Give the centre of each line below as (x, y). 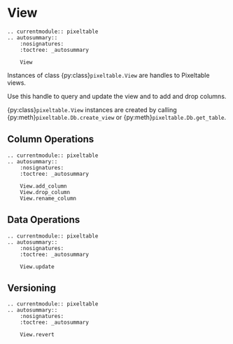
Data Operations (44, 220)
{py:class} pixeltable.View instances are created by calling (92, 109)
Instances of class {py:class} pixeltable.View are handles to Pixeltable (108, 75)
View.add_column (44, 186)
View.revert (37, 335)
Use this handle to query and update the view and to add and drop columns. (117, 96)
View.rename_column (48, 198)
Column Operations (51, 139)
